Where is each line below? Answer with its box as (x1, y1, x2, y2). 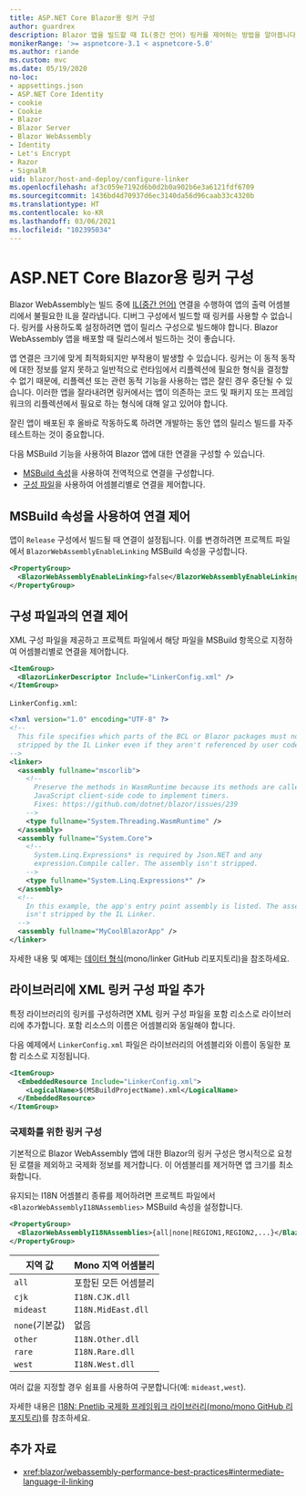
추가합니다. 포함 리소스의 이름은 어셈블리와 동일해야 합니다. (25, 1019, 236, 1030)
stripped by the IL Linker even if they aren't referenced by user (17, 740, 280, 749)
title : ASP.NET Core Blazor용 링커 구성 (9, 13, 156, 23)
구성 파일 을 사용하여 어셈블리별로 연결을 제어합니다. (22, 480, 206, 490)
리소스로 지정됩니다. (18, 1050, 90, 1061)
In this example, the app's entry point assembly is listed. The (25, 902, 280, 911)
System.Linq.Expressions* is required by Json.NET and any (33, 851, 262, 860)
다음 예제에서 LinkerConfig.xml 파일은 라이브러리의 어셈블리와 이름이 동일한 (9, 1038, 281, 1049)
